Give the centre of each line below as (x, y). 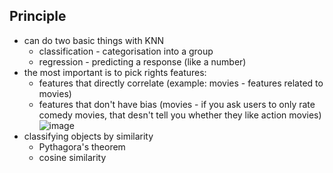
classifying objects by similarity (88, 136)
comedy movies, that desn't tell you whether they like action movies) (180, 115)
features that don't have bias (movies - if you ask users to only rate (177, 104)
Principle (38, 16)
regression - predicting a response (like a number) (142, 61)
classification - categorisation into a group (126, 51)
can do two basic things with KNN (94, 40)
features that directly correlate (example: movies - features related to (181, 83)
